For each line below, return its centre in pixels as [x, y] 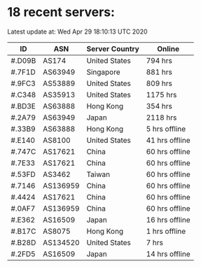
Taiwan [98, 174]
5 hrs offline [166, 129]
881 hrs [159, 72]
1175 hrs [161, 94]
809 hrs [159, 83]
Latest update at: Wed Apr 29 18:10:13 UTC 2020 [78, 31]
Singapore [103, 72]
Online [168, 48]
